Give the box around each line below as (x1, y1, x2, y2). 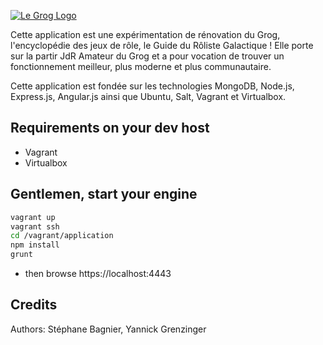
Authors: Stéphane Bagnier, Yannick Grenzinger (10, 323, 207, 335)
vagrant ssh (10, 221, 60, 232)
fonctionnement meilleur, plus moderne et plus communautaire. (10, 61, 272, 72)
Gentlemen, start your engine (10, 186, 198, 203)
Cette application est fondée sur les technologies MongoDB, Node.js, (10, 80, 295, 92)
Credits (10, 296, 58, 314)
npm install (10, 240, 60, 250)
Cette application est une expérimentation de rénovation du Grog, (10, 29, 281, 40)
